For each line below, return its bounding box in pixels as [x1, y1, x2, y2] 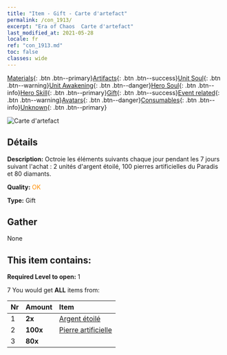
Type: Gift [7, 196, 36, 204]
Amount [25, 303, 53, 312]
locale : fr [7, 36, 39, 43]
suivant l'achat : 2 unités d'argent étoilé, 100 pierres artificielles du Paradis [7, 162, 219, 170]
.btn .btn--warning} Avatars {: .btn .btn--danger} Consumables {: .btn [7, 96, 197, 104]
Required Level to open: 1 [7, 273, 80, 281]
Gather [7, 216, 38, 227]
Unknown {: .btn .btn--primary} [20, 103, 107, 111]
